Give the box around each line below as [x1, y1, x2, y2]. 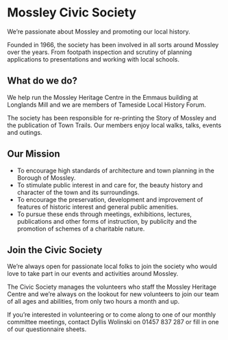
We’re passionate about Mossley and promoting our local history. [7, 27, 190, 36]
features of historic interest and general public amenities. [16, 202, 179, 211]
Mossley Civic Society [7, 5, 137, 21]
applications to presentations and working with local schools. [7, 55, 180, 63]
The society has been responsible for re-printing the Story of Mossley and [7, 114, 217, 122]
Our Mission [7, 148, 60, 160]
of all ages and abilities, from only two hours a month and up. [7, 298, 180, 306]
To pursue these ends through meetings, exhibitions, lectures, [16, 210, 192, 218]
